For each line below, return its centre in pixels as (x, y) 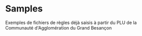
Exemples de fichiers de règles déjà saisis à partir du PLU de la (71, 22)
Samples (24, 9)
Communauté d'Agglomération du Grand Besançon (59, 27)
